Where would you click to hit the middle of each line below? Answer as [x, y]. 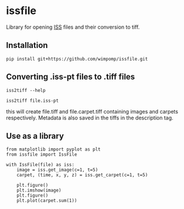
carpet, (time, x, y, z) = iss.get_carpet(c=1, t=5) [82, 175]
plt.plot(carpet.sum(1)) [47, 201]
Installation [27, 45]
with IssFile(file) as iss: [40, 165]
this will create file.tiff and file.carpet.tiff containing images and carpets [92, 111]
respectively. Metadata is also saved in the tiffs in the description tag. [90, 118]
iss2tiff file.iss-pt [33, 101]
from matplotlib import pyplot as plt [53, 150]
